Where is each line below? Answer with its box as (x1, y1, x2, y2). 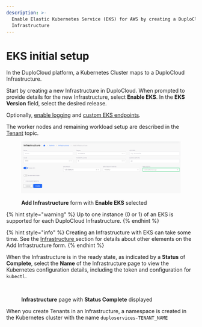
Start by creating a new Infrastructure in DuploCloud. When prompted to (6, 87, 185, 95)
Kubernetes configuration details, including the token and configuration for (6, 266, 191, 273)
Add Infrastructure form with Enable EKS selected (21, 199, 147, 206)
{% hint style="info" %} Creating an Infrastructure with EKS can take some (6, 229, 191, 236)
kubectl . (6, 272, 27, 279)
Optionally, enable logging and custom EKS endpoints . (6, 111, 141, 119)
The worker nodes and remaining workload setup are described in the (6, 123, 179, 131)
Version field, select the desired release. (6, 100, 107, 107)
